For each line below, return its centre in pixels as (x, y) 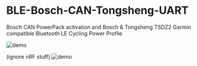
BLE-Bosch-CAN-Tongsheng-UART (98, 10)
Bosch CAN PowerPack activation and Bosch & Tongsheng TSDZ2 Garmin (99, 27)
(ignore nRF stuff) (28, 56)
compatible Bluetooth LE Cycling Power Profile (65, 33)
